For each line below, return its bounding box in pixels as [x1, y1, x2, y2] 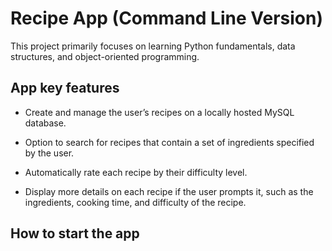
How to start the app [10, 225, 140, 242]
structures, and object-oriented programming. [10, 50, 200, 62]
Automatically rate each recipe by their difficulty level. [24, 166, 248, 178]
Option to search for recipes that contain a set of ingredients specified [24, 136, 315, 148]
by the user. [24, 147, 75, 159]
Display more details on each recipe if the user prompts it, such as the [24, 185, 314, 197]
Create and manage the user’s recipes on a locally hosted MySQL [24, 106, 295, 118]
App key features [10, 80, 120, 97]
